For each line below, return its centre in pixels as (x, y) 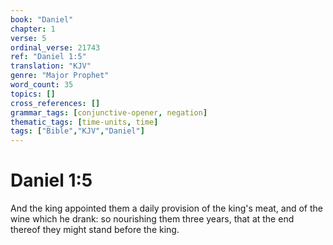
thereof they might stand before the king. (95, 230)
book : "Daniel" (42, 19)
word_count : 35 (42, 85)
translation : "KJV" (51, 66)
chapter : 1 (33, 29)
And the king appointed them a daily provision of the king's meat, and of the (167, 208)
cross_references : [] (55, 103)
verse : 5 (28, 38)
